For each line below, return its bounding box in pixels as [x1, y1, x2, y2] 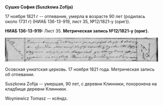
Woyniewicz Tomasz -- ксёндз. [5, 95, 68, 101]
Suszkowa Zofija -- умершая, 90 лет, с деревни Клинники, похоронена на [5, 81, 157, 87]
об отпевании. [5, 71, 35, 77]
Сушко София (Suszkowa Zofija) [5, 4, 73, 10]
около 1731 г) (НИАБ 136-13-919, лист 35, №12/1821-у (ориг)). [5, 19, 130, 24]
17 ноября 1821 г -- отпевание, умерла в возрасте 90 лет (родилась [5, 14, 146, 19]
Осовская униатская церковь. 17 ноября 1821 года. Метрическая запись [5, 66, 155, 72]
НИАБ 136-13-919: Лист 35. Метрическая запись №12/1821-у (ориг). [5, 28, 149, 33]
